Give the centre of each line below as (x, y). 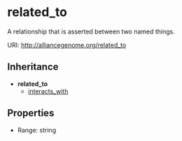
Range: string (37, 130)
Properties (31, 113)
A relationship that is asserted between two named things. (91, 31)
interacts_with (48, 91)
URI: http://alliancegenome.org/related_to (67, 45)
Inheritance (33, 67)
